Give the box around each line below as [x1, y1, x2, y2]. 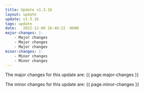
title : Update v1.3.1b [5, 7, 52, 12]
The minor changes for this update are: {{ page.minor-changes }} [5, 82, 140, 88]
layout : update [5, 12, 37, 17]
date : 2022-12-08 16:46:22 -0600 [5, 26, 79, 31]
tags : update [5, 21, 32, 26]
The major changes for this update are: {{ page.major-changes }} [5, 72, 139, 78]
